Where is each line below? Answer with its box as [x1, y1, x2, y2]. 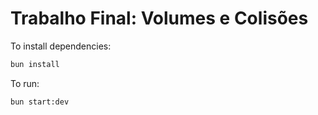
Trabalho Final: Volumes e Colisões [10, 7, 309, 30]
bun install [10, 59, 60, 69]
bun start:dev [10, 97, 70, 107]
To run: [10, 77, 40, 89]
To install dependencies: [10, 40, 112, 52]
